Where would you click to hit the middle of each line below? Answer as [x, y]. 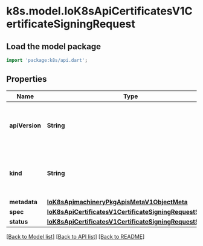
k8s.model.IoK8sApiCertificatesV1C [99, 11]
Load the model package [54, 46]
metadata [23, 202]
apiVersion [25, 125]
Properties [27, 79]
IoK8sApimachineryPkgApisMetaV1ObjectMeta [117, 202]
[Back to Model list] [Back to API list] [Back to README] [76, 236]
